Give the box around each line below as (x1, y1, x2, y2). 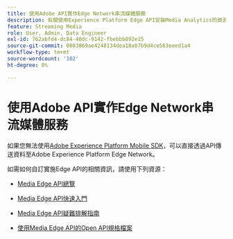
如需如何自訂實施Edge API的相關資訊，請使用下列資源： (7, 164, 168, 173)
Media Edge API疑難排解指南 (17, 209, 100, 217)
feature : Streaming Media (7, 23, 82, 30)
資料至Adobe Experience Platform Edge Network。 (12, 150, 159, 158)
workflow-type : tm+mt (7, 49, 70, 56)
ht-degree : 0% (7, 62, 49, 69)
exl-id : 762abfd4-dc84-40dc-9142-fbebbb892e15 (7, 36, 144, 43)
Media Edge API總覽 (17, 179, 76, 188)
